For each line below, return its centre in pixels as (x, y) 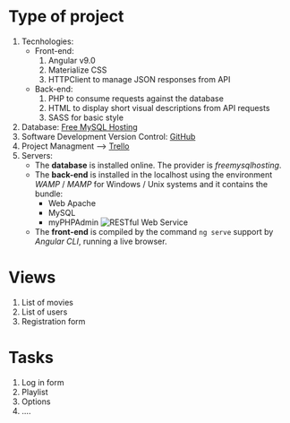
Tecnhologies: (47, 41)
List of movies (47, 302)
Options (36, 401)
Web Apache (72, 203)
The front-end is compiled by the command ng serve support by (154, 231)
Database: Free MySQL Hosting (79, 126)
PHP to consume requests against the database (136, 98)
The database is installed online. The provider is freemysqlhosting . (158, 165)
